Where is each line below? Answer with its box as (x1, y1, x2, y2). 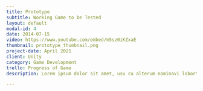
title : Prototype (6, 8, 50, 15)
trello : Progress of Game (6, 64, 71, 71)
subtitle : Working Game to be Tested (6, 14, 101, 20)
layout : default (6, 20, 47, 26)
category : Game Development (6, 59, 77, 65)
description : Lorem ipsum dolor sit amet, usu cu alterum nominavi (6, 71, 180, 77)
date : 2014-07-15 (6, 31, 50, 37)
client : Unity (6, 54, 42, 60)
